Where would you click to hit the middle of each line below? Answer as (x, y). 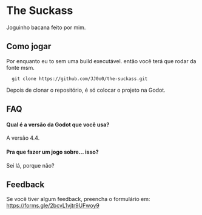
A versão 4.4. (23, 138)
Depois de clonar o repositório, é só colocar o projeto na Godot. (86, 90)
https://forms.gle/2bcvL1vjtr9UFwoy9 (53, 206)
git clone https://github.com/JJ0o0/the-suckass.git (80, 79)
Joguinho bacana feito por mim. (46, 27)
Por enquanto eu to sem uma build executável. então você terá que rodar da (101, 61)
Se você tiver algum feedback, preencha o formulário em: (78, 199)
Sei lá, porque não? (30, 165)
